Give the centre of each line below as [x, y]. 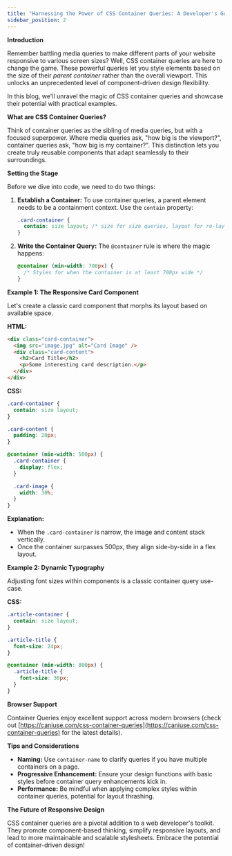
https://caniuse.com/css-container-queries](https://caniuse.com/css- [119, 725]
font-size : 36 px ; [45, 678]
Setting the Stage [33, 173]
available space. [30, 313]
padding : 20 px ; [35, 436]
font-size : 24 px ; [38, 646]
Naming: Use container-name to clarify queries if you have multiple [112, 759]
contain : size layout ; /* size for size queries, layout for [114, 226]
